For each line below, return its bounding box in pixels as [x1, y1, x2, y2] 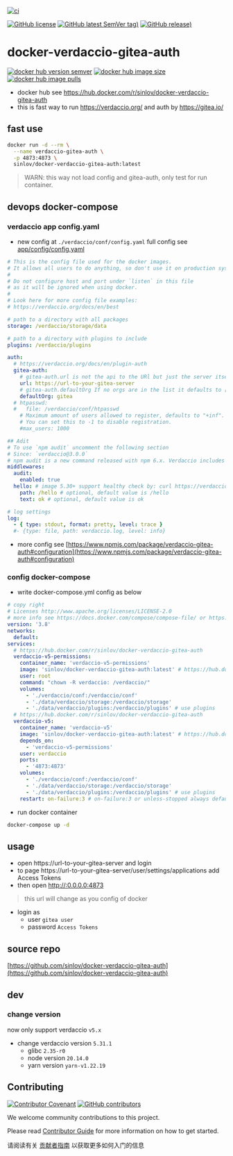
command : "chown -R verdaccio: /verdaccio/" [19, 679, 150, 686]
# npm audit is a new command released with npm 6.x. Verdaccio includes [7, 457, 225, 464]
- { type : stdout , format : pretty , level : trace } [13, 521, 163, 528]
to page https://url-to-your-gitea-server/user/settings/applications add [17, 866, 220, 875]
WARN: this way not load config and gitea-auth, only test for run [24, 174, 207, 182]
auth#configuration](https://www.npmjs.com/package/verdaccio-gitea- [17, 547, 222, 556]
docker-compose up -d [7, 821, 70, 828]
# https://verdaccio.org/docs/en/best [7, 304, 119, 311]
